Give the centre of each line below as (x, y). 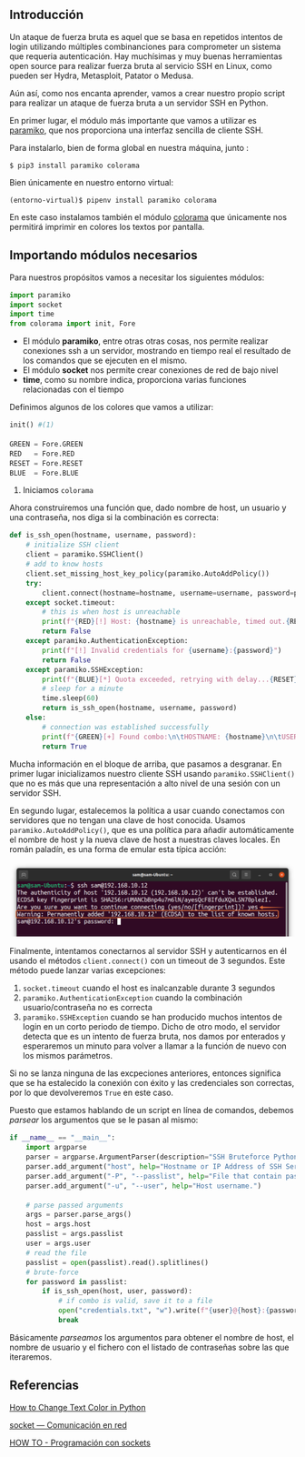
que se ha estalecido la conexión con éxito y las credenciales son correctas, (152, 1083)
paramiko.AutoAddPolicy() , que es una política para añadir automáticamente (152, 829)
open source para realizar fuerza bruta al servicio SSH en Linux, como (141, 65)
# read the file (57, 1253)
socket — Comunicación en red (68, 1425)
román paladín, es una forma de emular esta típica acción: (118, 849)
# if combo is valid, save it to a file (135, 1301)
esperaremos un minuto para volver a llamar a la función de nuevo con (155, 1046)
